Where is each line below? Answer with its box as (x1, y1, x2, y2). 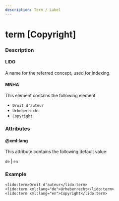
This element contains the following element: (5, 93, 97, 99)
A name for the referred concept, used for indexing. (5, 70, 111, 76)
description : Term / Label (5, 7, 61, 12)
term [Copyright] (5, 28, 76, 40)
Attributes (5, 125, 30, 132)
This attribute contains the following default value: (5, 149, 108, 155)
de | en (5, 158, 18, 165)
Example (5, 171, 27, 178)
